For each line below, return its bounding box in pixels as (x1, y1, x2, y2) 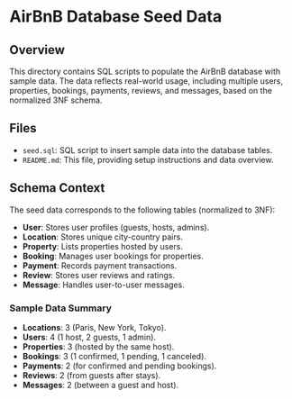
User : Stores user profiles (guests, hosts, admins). (22, 222, 210, 232)
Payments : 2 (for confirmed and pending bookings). (22, 360, 217, 371)
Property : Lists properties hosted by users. (22, 240, 183, 251)
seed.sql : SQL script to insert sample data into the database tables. (22, 144, 273, 155)
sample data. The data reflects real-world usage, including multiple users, (9, 76, 284, 86)
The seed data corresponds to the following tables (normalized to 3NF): (9, 204, 276, 215)
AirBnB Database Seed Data (9, 6, 223, 27)
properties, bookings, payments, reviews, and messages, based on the (9, 86, 273, 95)
